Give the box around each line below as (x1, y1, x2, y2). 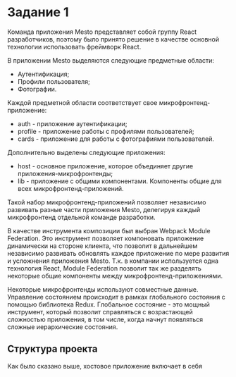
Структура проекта (7, 343, 98, 355)
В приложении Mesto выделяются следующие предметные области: (7, 56, 215, 64)
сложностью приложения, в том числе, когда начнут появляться (7, 315, 203, 323)
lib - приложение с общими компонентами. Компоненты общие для (17, 177, 222, 185)
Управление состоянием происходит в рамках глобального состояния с (7, 292, 225, 301)
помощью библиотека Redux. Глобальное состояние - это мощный (7, 300, 210, 309)
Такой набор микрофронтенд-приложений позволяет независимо (7, 198, 206, 206)
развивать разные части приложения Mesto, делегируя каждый (7, 205, 201, 214)
